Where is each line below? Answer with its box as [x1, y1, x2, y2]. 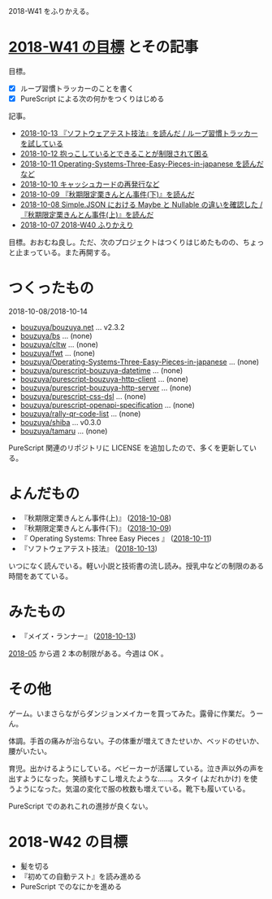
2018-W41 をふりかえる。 [8, 7, 93, 15]
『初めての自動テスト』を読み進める [19, 871, 142, 881]
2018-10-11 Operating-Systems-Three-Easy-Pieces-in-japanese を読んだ [19, 159, 264, 169]
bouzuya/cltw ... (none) [19, 340, 99, 349]
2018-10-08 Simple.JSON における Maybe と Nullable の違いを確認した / [19, 200, 263, 209]
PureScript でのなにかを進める [19, 881, 123, 891]
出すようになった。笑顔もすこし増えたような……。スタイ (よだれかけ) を [8, 774, 251, 783]
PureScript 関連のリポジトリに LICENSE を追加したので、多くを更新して [8, 443, 250, 453]
